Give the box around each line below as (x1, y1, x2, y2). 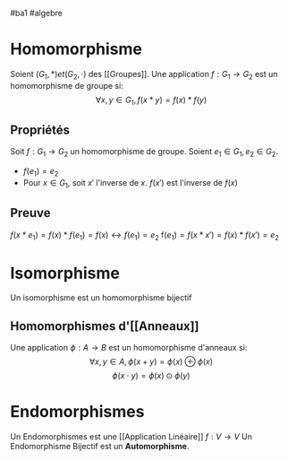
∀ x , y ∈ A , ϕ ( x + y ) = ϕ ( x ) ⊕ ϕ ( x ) (89, 356, 214, 367)
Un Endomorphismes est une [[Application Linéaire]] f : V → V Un (10, 431, 253, 442)
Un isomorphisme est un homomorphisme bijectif (10, 292, 192, 303)
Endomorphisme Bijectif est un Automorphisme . (10, 441, 190, 452)
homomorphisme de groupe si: (10, 80, 123, 91)
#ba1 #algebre (10, 8, 64, 18)
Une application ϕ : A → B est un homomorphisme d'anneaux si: (10, 343, 248, 353)
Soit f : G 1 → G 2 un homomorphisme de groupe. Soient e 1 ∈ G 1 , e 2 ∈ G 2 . (10, 146, 278, 160)
